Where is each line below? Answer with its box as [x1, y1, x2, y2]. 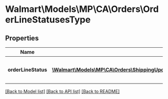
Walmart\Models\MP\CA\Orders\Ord [5, 3, 159, 15]
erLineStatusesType [5, 14, 91, 25]
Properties [5, 34, 39, 42]
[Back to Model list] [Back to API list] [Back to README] [5, 89, 120, 94]
